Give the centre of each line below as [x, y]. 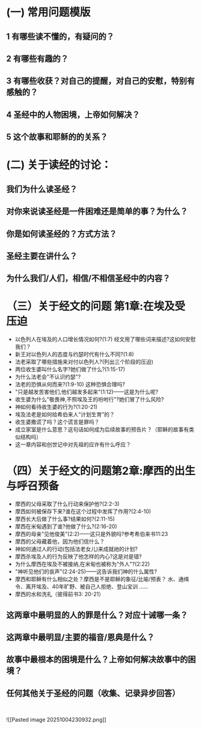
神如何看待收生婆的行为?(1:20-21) [56, 407]
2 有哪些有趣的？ [38, 59]
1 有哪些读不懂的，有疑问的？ [60, 36]
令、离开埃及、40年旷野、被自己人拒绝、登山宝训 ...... [81, 586]
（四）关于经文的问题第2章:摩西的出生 [101, 471]
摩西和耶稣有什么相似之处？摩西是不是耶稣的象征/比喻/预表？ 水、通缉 [102, 579]
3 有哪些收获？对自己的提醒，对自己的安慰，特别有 [101, 81]
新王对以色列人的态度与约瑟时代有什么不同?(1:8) [74, 354]
